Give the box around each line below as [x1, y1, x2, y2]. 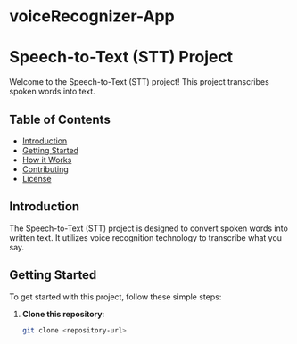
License [21, 173, 52, 184]
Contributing [21, 163, 69, 175]
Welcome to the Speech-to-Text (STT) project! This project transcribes [9, 77, 269, 87]
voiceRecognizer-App [9, 6, 176, 27]
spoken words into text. [9, 86, 95, 97]
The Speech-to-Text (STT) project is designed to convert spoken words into [9, 223, 288, 233]
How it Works [21, 154, 72, 165]
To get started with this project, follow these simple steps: [9, 291, 222, 302]
